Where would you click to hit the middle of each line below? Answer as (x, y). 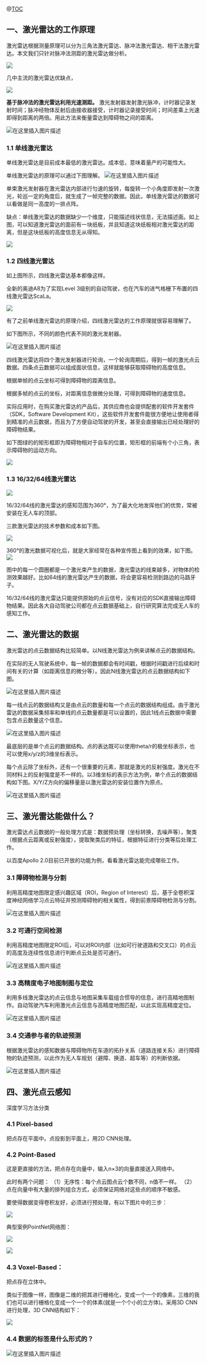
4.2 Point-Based (31, 1155)
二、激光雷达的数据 (43, 635)
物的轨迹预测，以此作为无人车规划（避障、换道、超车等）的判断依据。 (95, 1058)
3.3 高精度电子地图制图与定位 (50, 983)
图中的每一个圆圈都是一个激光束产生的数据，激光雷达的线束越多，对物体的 (100, 569)
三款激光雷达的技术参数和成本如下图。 (55, 526)
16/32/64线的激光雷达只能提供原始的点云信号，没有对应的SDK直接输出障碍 (101, 598)
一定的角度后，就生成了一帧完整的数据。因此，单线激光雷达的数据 (111, 196)
